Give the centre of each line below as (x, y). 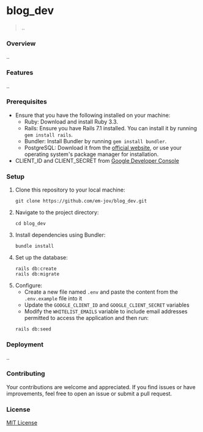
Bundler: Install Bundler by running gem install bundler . (95, 141)
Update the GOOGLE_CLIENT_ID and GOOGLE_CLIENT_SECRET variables (107, 305)
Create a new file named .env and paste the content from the (101, 292)
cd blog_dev (30, 224)
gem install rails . (49, 135)
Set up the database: (42, 258)
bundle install (35, 246)
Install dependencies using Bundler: (60, 235)
